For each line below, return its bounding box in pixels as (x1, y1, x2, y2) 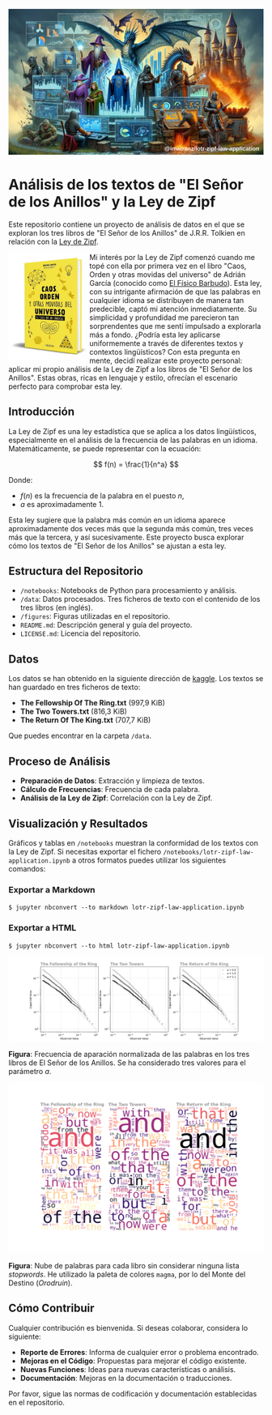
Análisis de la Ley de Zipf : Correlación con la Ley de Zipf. (19, 793, 213, 803)
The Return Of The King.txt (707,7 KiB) (19, 715, 151, 725)
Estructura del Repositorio (8, 565, 143, 578)
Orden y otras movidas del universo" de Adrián (89, 269, 246, 279)
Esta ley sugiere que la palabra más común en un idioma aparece (8, 515, 226, 525)
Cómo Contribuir (8, 1302, 95, 1315)
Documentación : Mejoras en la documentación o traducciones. (19, 1373, 232, 1383)
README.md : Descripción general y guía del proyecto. (19, 620, 193, 630)
